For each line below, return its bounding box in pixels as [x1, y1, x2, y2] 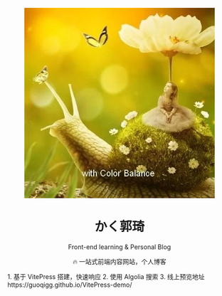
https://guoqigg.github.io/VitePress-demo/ [7, 280, 132, 289]
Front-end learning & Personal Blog [68, 243, 171, 251]
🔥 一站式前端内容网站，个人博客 [72, 257, 167, 265]
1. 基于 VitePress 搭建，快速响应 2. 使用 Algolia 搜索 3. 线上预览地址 [7, 272, 205, 281]
